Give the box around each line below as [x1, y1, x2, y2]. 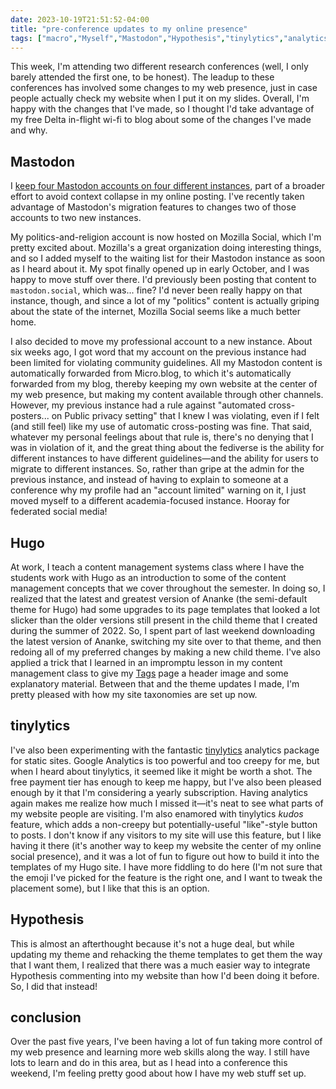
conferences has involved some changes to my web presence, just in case [10, 82, 318, 94]
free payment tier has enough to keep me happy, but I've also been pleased [10, 776, 322, 788]
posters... [10, 410, 50, 422]
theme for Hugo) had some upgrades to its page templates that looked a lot [10, 604, 321, 615]
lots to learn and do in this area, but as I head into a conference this [10, 1057, 288, 1069]
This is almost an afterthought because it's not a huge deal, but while [10, 937, 295, 950]
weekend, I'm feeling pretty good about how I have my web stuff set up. [10, 1067, 307, 1080]
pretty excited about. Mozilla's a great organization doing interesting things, [10, 242, 322, 254]
